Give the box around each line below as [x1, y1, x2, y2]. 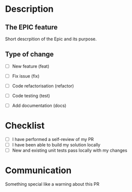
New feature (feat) [12, 63, 50, 69]
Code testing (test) [12, 93, 50, 99]
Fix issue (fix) [12, 73, 40, 79]
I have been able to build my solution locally [12, 142, 101, 148]
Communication [5, 165, 72, 176]
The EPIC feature [5, 23, 58, 31]
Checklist [5, 120, 45, 131]
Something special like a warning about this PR [5, 181, 100, 187]
